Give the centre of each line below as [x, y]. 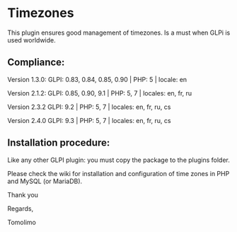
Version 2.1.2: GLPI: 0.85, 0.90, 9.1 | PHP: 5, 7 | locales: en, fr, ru [100, 93]
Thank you [23, 195]
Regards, [21, 208]
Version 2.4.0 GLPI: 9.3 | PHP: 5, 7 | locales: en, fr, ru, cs [89, 120]
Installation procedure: [59, 143]
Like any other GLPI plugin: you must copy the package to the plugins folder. [118, 160]
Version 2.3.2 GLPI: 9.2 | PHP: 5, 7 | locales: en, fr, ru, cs [89, 107]
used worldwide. [32, 40]
